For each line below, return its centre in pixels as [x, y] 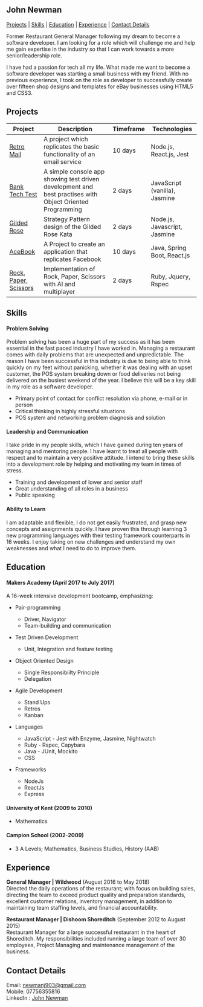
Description [75, 129]
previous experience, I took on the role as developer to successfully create [99, 80]
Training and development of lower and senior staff [79, 482]
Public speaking [35, 495]
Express [34, 794]
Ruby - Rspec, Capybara [55, 745]
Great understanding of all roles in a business [72, 489]
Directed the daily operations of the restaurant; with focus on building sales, [101, 889]
